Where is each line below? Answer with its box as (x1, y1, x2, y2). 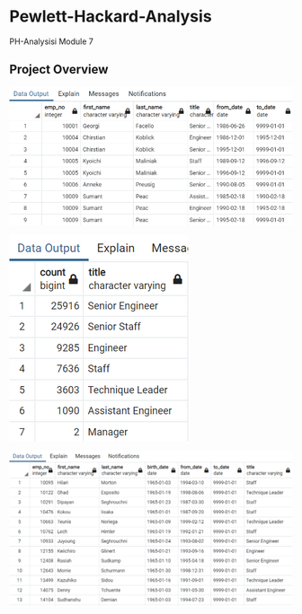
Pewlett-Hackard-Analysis (9, 6, 213, 27)
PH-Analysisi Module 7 (9, 36, 94, 47)
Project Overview (9, 62, 109, 77)
